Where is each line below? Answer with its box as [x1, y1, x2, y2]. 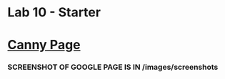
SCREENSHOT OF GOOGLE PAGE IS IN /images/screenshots [7, 62, 219, 72]
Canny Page [7, 37, 81, 53]
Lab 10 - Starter [7, 4, 101, 21]
